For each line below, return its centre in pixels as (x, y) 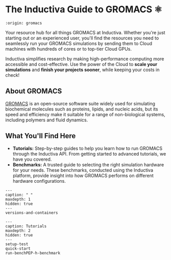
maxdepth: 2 (18, 231)
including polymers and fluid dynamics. (47, 120)
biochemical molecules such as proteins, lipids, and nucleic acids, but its (82, 109)
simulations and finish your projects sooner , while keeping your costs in (82, 70)
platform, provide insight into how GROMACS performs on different (83, 176)
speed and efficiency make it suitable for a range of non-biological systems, (85, 114)
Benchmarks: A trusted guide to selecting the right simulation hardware (88, 164)
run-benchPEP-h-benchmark (33, 253)
